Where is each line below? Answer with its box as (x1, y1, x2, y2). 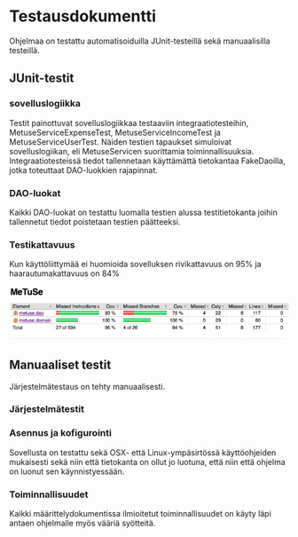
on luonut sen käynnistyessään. (9, 466, 125, 477)
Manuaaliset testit (9, 358, 112, 373)
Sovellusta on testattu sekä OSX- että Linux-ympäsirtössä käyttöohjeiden (9, 446, 277, 458)
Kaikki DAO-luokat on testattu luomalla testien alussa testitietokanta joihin (9, 207, 278, 217)
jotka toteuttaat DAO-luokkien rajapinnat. (9, 164, 158, 175)
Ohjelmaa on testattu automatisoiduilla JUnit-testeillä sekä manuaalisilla (9, 36, 271, 46)
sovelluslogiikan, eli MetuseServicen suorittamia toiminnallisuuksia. (9, 146, 255, 156)
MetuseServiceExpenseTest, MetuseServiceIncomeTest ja (9, 127, 222, 138)
